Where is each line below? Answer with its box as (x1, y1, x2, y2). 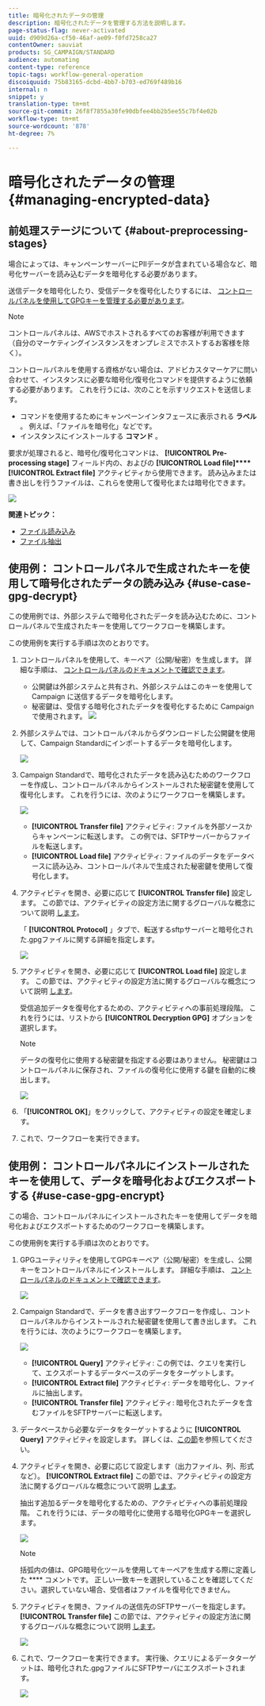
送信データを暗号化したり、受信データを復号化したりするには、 (8, 286, 216, 295)
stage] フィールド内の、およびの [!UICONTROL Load (47, 458, 221, 467)
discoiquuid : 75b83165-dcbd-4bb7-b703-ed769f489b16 (8, 78, 182, 86)
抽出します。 (45, 1388, 87, 1397)
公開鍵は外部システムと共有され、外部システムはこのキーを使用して (31, 682, 253, 691)
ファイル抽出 (19, 536, 62, 546)
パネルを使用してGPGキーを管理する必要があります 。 (14, 295, 189, 305)
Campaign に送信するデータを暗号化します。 (31, 692, 178, 701)
